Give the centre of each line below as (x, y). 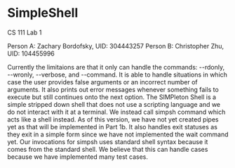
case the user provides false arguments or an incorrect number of (102, 82)
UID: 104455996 (31, 53)
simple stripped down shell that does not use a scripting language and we (114, 104)
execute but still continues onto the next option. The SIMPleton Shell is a (112, 97)
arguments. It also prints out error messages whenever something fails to (113, 89)
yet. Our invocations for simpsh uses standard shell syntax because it (108, 141)
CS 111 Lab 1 (25, 32)
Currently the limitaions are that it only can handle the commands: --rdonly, (116, 67)
